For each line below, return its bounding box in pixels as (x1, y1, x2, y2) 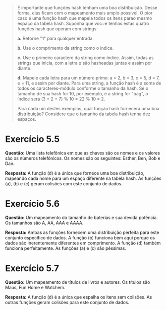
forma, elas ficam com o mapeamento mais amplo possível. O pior (17, 10, 153, 16)
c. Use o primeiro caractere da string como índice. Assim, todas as (17, 55, 154, 61)
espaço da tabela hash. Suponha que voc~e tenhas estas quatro (17, 20, 150, 26)
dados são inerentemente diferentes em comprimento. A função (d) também (5, 240, 161, 246)
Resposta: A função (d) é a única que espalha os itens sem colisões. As (5, 294, 152, 300)
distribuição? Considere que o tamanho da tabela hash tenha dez (17, 111, 151, 117)
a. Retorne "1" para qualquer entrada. (17, 35, 94, 41)
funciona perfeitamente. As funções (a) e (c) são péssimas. (5, 245, 126, 251)
